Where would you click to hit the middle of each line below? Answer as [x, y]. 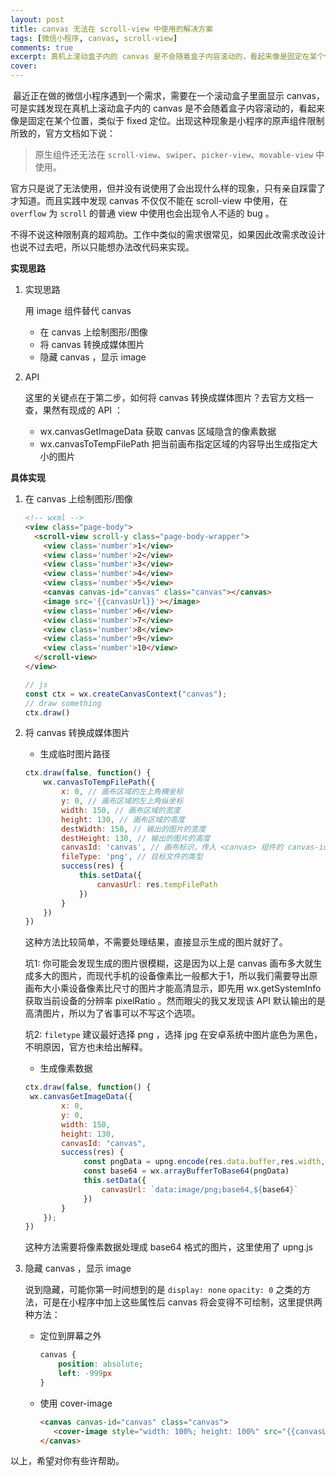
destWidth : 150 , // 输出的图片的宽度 [134, 829]
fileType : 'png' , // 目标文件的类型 [132, 857]
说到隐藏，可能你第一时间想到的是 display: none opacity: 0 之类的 [163, 1290]
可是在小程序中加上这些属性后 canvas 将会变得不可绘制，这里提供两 [182, 1302]
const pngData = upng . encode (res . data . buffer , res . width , [204, 1162]
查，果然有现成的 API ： [74, 410]
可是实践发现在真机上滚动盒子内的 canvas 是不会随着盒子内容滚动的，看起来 [167, 108]
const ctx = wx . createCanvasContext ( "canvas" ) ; [126, 694]
